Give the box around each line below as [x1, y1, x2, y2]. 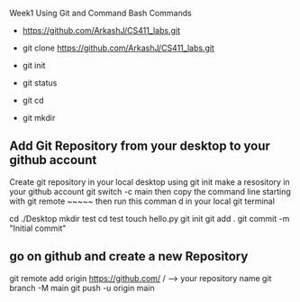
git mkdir [22, 113, 56, 123]
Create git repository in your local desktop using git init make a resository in [9, 176, 290, 188]
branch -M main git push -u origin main [9, 282, 155, 293]
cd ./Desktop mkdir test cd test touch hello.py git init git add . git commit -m [9, 213, 290, 224]
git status [22, 78, 58, 88]
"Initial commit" [9, 223, 67, 233]
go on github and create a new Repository [9, 249, 249, 264]
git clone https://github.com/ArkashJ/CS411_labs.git [22, 42, 214, 53]
